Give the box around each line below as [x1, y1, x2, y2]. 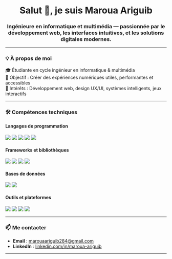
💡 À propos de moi [5, 55, 52, 62]
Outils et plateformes [5, 194, 51, 200]
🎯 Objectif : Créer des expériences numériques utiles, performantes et [5, 74, 154, 80]
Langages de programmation [5, 123, 68, 129]
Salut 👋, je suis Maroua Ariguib [19, 5, 153, 16]
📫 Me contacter [5, 224, 47, 231]
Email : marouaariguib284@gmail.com [12, 238, 94, 244]
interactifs [5, 91, 27, 97]
